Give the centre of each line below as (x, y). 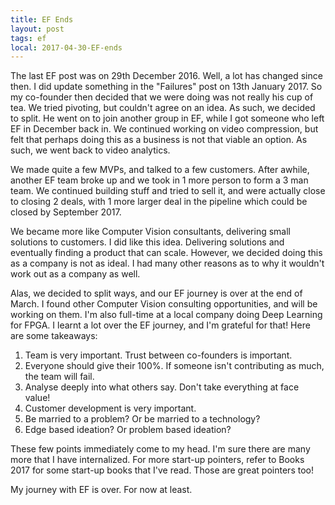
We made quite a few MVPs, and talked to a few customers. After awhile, (160, 170)
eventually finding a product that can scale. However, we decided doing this (166, 253)
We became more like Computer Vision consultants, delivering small (150, 232)
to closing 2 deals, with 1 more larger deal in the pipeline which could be (159, 202)
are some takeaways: (54, 336)
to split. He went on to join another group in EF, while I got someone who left (167, 118)
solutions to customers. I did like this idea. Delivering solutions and (147, 242)
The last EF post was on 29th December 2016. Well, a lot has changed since (166, 76)
